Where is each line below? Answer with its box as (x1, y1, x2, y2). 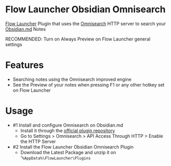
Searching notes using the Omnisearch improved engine (12, 76, 132, 82)
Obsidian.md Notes (5, 26, 46, 32)
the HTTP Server (20, 138, 56, 144)
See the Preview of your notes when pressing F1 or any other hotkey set (12, 81, 165, 88)
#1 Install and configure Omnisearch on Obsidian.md (12, 122, 123, 128)
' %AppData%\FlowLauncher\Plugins (20, 155, 91, 161)
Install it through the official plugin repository (20, 127, 115, 134)
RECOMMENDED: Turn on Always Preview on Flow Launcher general (5, 36, 151, 42)
